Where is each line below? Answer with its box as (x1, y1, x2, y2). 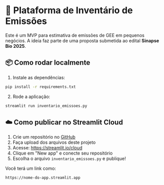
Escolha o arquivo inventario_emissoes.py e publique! (12, 156, 126, 162)
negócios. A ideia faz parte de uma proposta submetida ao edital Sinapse (5, 38, 159, 44)
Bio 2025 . (5, 43, 26, 49)
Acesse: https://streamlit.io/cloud (12, 145, 83, 151)
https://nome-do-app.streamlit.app (5, 175, 81, 180)
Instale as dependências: (12, 74, 65, 80)
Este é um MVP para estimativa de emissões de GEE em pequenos (5, 32, 145, 38)
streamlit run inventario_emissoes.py (5, 103, 87, 108)
